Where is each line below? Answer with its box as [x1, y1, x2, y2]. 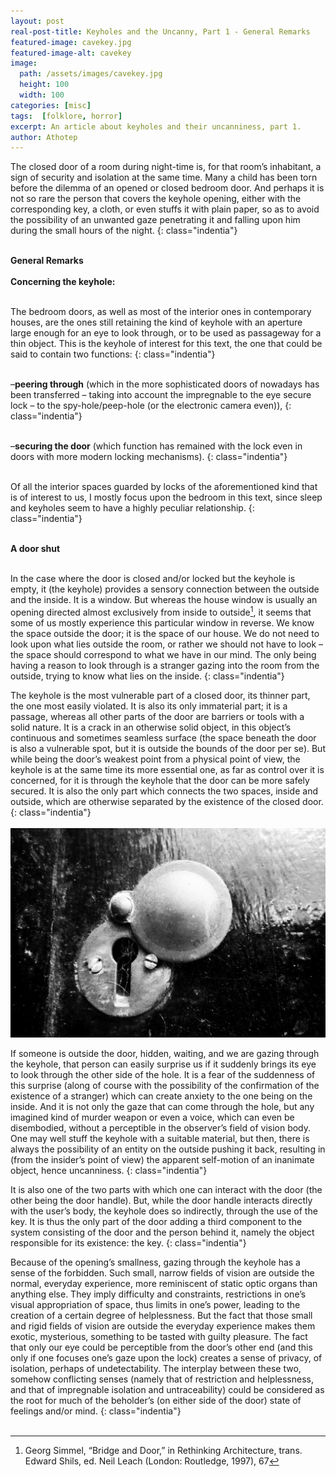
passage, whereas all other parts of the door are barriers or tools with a [10, 710, 305, 722]
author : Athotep [10, 132, 78, 142]
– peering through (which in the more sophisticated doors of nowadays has [10, 378, 320, 390]
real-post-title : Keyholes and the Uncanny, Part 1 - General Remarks [10, 26, 311, 37]
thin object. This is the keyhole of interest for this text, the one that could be [10, 338, 323, 350]
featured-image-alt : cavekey [10, 48, 132, 58]
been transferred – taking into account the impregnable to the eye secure [10, 389, 312, 401]
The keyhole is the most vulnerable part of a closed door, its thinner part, [10, 689, 311, 701]
